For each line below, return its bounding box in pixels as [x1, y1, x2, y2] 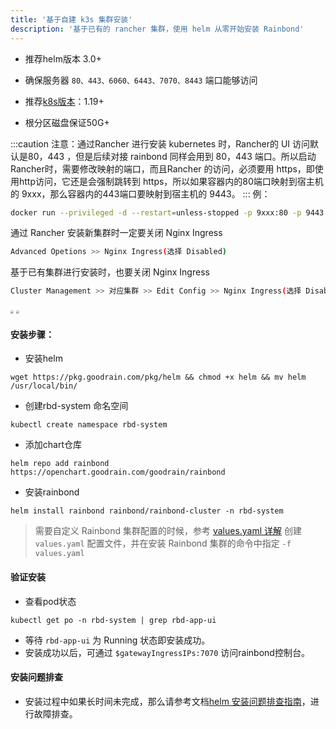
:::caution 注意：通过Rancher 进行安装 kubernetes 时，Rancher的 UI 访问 [10, 137, 310, 150]
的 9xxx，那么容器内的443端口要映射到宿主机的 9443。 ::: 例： [10, 187, 271, 200]
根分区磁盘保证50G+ [24, 116, 110, 128]
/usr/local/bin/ [10, 381, 78, 391]
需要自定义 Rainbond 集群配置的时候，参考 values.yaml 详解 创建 [34, 525, 302, 537]
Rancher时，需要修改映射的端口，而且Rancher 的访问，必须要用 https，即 [10, 162, 315, 175]
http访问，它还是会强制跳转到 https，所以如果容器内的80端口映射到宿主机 [18, 175, 324, 187]
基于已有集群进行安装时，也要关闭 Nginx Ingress [10, 266, 210, 278]
